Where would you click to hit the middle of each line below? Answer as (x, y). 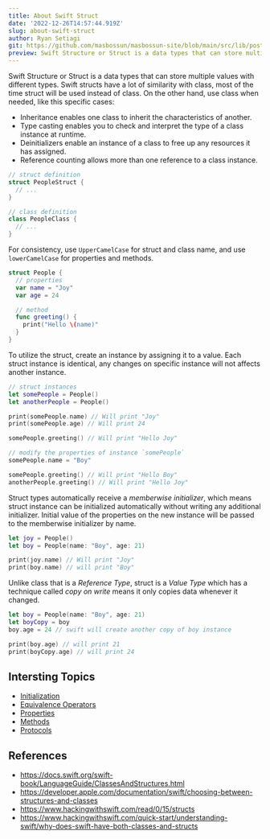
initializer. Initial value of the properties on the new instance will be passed (131, 515)
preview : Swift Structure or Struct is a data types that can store (125, 53)
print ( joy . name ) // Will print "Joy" (72, 560)
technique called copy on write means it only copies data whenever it (123, 591)
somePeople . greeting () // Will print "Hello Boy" (93, 475)
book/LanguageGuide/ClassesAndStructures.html (102, 783)
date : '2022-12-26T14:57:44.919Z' (66, 23)
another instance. (37, 372)
